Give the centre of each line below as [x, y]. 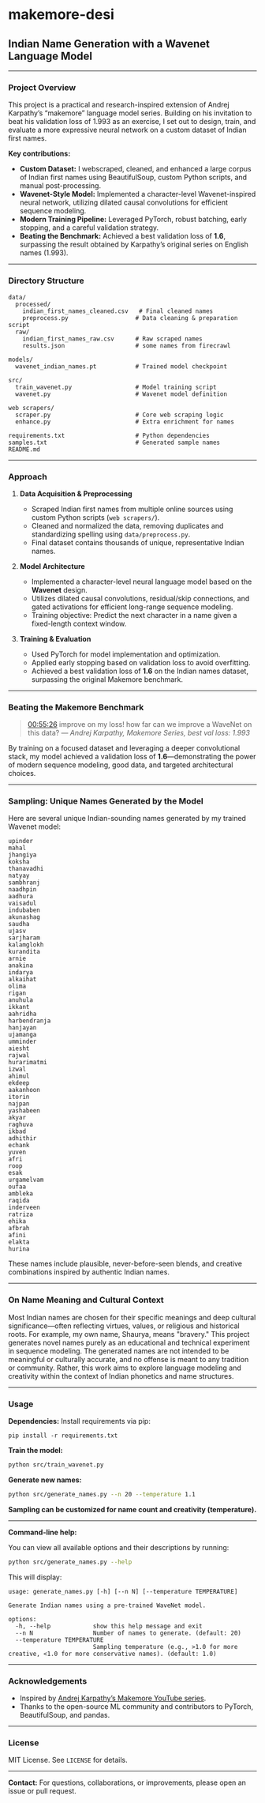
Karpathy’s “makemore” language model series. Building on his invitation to [130, 113]
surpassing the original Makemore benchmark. [107, 679]
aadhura [21, 897]
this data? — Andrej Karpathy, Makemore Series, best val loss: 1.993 [139, 733]
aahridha [22, 1014]
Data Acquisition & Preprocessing [76, 493]
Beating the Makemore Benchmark [76, 707]
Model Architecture [52, 566]
